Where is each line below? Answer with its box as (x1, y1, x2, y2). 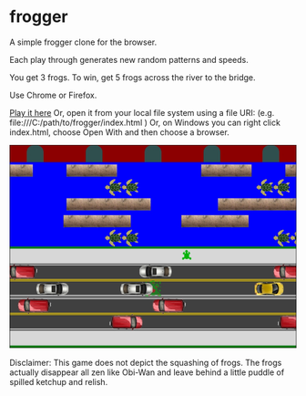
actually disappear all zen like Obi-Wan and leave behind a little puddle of (9, 367, 285, 378)
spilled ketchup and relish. (9, 377, 108, 388)
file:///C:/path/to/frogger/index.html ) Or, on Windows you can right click (9, 117, 280, 128)
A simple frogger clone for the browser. (9, 36, 158, 47)
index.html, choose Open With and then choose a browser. (9, 126, 229, 138)
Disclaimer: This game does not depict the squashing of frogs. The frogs (9, 358, 282, 369)
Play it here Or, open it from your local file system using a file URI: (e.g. (9, 107, 275, 118)
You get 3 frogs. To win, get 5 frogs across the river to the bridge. (9, 71, 257, 83)
